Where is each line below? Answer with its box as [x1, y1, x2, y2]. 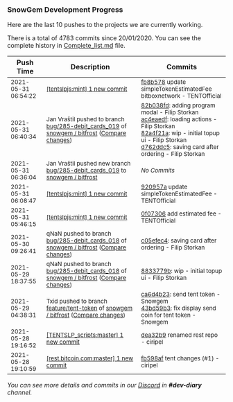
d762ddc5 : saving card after [141, 143, 220, 151]
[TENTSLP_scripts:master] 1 [46, 331, 124, 339]
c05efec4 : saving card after [141, 237, 217, 245]
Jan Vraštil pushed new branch [46, 159, 131, 168]
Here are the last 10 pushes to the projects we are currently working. [7, 21, 203, 29]
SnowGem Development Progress [7, 5, 123, 15]
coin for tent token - [141, 311, 196, 320]
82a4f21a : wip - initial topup [141, 130, 220, 137]
